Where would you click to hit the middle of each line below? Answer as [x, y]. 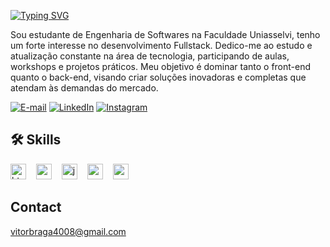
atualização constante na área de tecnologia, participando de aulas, [150, 56]
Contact [36, 207]
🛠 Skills [36, 140]
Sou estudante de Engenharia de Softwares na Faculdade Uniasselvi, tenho [165, 34]
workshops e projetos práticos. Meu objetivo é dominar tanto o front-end [161, 66]
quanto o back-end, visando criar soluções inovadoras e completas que [158, 77]
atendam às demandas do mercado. [84, 88]
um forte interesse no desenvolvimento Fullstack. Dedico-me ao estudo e [161, 45]
